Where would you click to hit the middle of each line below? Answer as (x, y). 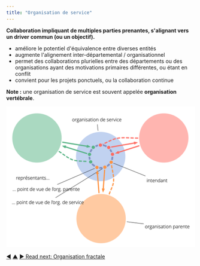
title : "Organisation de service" (49, 13)
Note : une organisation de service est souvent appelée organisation (91, 91)
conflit (23, 74)
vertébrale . (20, 98)
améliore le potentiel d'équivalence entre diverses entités (86, 48)
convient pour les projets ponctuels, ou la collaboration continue (94, 80)
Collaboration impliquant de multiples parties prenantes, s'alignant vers (98, 30)
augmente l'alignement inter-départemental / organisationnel (90, 54)
